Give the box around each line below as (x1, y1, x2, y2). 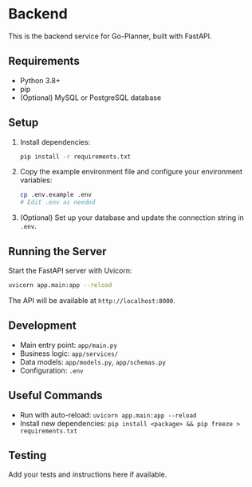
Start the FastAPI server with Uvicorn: (8, 265, 133, 275)
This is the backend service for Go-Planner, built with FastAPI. (8, 31, 213, 41)
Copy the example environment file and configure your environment (19, 167, 243, 177)
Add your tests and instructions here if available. (8, 469, 167, 480)
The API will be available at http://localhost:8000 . (8, 295, 175, 305)
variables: (19, 175, 53, 185)
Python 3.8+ (19, 75, 61, 85)
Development (8, 319, 77, 333)
